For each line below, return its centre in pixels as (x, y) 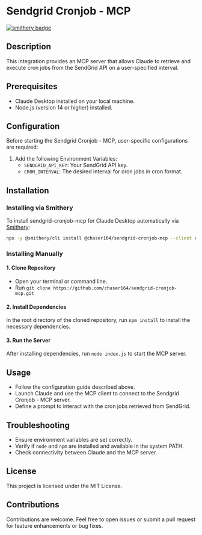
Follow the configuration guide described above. (75, 387)
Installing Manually (35, 253)
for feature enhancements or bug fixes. (55, 525)
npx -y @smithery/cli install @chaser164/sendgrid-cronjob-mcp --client (99, 238)
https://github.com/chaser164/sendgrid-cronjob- (115, 288)
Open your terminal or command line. (61, 282)
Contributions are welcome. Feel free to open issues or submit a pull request (101, 519)
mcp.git (24, 294)
